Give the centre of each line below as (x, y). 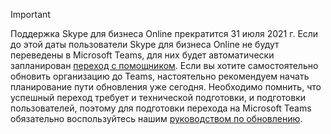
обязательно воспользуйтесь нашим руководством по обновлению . (156, 118)
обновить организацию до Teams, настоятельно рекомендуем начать (160, 76)
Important (30, 14)
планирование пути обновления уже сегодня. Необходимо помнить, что (166, 87)
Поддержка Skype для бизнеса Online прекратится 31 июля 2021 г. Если (164, 33)
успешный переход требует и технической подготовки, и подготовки (158, 97)
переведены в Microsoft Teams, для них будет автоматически (142, 55)
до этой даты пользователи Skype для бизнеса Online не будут (145, 44)
